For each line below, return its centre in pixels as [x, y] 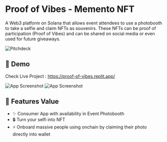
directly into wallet [31, 134]
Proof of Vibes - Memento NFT [70, 9]
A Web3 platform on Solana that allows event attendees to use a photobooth [84, 23]
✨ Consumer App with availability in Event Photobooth [68, 114]
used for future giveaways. [33, 39]
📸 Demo [17, 64]
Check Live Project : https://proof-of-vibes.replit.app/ [60, 76]
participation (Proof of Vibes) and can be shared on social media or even [80, 33]
